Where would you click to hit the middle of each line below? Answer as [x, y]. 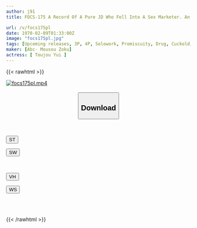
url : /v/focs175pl [28, 28]
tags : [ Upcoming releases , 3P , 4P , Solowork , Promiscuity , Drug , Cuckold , [99, 44]
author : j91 [21, 11]
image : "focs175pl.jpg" [35, 39]
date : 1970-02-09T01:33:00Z [40, 33]
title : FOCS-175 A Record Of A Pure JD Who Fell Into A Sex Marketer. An [98, 17]
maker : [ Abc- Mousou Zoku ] [39, 50]
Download [98, 108]
